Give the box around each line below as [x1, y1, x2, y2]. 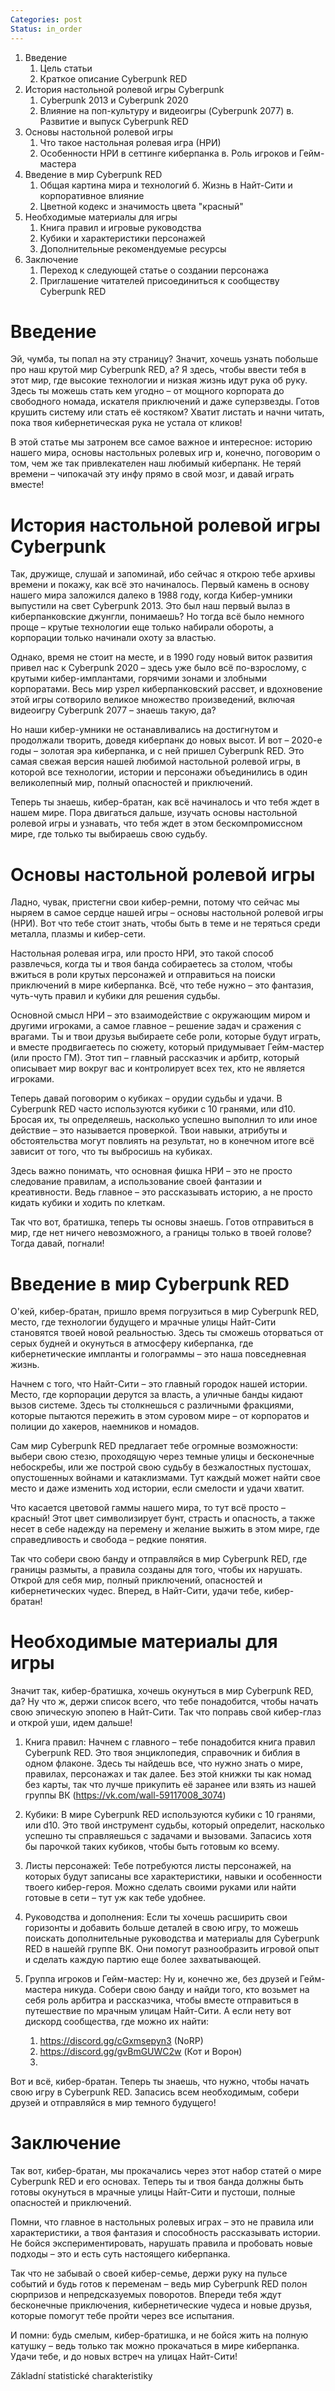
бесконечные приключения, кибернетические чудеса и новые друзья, [10, 2299, 313, 2311]
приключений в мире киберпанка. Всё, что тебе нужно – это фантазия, [10, 979, 315, 991]
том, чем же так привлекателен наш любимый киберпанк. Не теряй [10, 457, 302, 470]
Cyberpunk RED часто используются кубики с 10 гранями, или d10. [10, 1103, 296, 1115]
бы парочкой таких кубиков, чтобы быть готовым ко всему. [24, 1841, 280, 1853]
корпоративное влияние [39, 189, 145, 201]
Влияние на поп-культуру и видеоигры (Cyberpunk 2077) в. [39, 104, 295, 116]
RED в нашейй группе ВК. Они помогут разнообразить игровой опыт [24, 1943, 320, 1955]
